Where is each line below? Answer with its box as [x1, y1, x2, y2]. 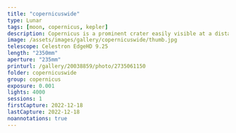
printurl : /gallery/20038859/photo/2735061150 [7, 63, 146, 70]
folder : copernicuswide [7, 69, 77, 76]
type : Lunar [7, 17, 42, 24]
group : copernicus [7, 75, 61, 83]
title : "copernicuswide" [7, 10, 80, 18]
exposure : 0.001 [7, 82, 55, 89]
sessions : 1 [7, 96, 42, 103]
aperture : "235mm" [7, 56, 61, 63]
